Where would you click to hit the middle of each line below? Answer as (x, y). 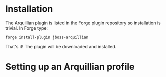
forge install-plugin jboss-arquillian (47, 37)
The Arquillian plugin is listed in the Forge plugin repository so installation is (83, 23)
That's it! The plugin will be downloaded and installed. (61, 46)
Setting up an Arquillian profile (70, 67)
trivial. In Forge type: (27, 28)
